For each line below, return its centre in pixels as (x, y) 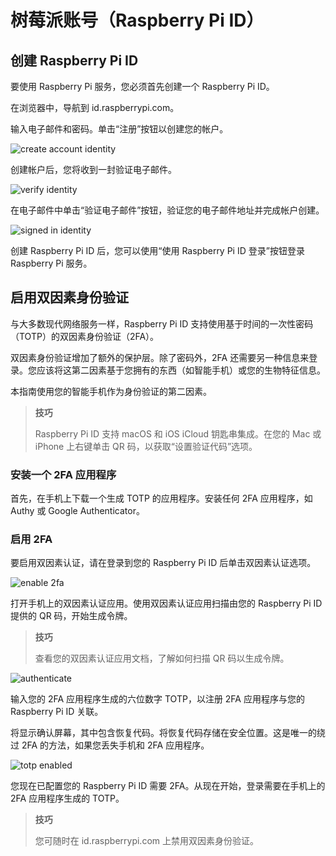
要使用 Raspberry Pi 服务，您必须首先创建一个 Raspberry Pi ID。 (142, 86)
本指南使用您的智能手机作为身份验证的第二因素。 (111, 391)
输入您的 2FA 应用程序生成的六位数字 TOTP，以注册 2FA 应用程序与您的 (157, 699)
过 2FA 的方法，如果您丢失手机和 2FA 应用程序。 (110, 745)
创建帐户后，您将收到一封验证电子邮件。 (93, 169)
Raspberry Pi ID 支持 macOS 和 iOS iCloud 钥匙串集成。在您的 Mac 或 (178, 433)
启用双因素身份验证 (69, 297)
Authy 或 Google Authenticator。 (77, 511)
